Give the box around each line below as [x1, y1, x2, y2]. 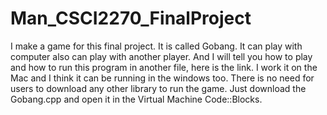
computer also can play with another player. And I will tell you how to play [10, 50, 313, 62]
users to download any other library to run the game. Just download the [10, 82, 307, 94]
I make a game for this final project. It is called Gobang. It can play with [10, 40, 303, 52]
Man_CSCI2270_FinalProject [10, 7, 252, 30]
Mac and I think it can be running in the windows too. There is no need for [10, 72, 315, 84]
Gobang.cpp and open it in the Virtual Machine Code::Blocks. [10, 93, 263, 105]
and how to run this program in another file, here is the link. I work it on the [10, 61, 318, 73]
